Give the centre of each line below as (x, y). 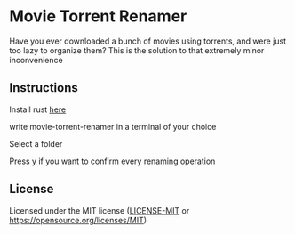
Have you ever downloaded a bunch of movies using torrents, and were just (148, 41)
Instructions (44, 88)
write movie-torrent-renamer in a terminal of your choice (113, 126)
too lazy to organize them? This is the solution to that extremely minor (137, 50)
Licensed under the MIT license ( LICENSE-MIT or (100, 210)
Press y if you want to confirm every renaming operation (112, 161)
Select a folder (36, 143)
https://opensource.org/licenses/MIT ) (78, 220)
